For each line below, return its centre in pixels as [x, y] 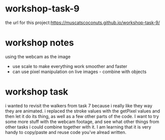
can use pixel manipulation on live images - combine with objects [80, 71]
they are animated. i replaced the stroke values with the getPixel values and [83, 111]
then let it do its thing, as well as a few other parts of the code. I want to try [82, 116]
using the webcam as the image [38, 56]
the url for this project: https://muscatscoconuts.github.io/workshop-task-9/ [83, 22]
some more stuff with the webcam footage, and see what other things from [82, 121]
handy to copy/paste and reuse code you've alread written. [66, 132]
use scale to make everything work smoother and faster [70, 66]
